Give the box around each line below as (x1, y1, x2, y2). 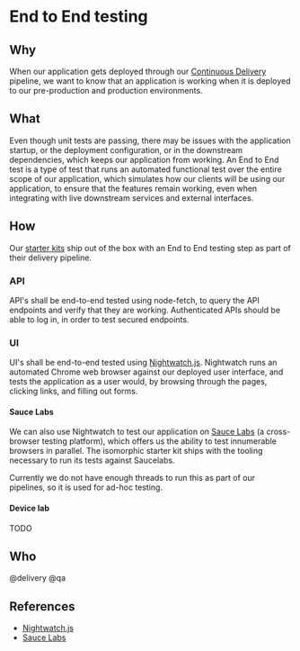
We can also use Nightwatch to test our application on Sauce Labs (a (9, 426, 265, 438)
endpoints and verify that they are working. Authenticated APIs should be (9, 304, 281, 315)
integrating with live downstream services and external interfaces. (9, 192, 254, 203)
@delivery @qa (9, 573, 66, 583)
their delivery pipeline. (9, 252, 93, 263)
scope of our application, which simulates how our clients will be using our (9, 173, 286, 184)
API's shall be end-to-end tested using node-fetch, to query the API (9, 294, 260, 305)
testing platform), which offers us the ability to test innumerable (41, 436, 277, 447)
